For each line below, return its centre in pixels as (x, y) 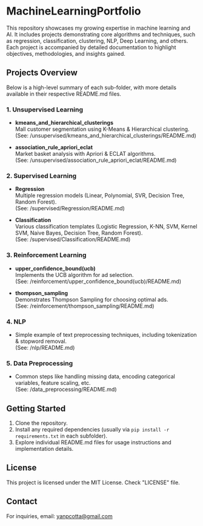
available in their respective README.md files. (64, 94)
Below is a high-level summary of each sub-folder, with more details (92, 87)
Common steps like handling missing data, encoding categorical (95, 376)
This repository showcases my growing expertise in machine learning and (98, 28)
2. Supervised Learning (42, 176)
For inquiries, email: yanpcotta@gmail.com (60, 516)
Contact (22, 501)
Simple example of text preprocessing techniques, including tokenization (106, 335)
